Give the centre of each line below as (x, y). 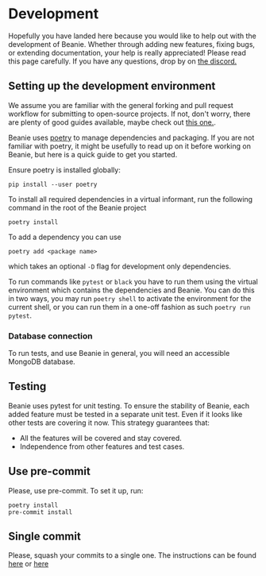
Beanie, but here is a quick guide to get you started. (93, 154)
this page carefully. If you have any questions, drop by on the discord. (122, 61)
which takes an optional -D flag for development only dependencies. (120, 266)
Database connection (50, 336)
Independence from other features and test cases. (102, 446)
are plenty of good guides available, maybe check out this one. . (112, 122)
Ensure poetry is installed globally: (64, 170)
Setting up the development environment (112, 86)
